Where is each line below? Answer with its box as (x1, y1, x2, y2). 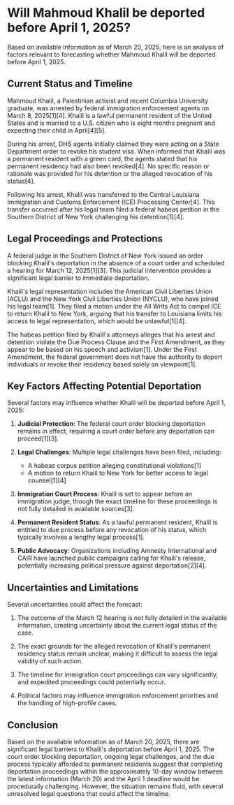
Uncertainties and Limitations (7, 582, 139, 593)
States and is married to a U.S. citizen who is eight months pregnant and (7, 119, 215, 127)
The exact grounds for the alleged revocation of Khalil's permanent (17, 642, 211, 651)
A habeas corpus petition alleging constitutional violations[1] (27, 461, 201, 470)
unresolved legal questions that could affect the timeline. (7, 790, 171, 797)
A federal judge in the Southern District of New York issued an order (7, 251, 204, 260)
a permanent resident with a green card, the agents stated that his (7, 154, 198, 163)
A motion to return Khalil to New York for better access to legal (27, 469, 208, 478)
